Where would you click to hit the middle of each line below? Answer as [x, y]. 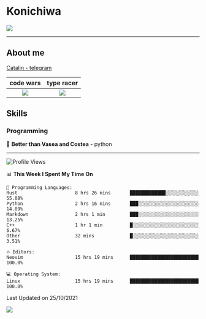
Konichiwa [34, 11]
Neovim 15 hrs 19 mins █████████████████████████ [103, 258]
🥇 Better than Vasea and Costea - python [59, 144]
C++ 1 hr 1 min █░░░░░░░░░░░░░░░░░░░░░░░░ [103, 225]
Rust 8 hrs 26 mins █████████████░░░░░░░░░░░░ [103, 193]
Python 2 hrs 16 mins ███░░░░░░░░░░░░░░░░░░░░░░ [103, 204]
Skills [17, 114]
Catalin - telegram [29, 67]
